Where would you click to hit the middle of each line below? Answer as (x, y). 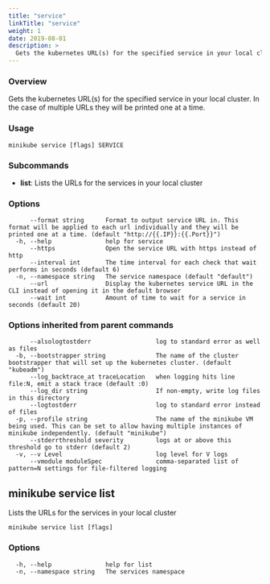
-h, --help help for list (84, 565)
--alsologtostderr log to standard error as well (145, 342)
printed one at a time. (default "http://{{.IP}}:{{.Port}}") (115, 234)
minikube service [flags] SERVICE (66, 145)
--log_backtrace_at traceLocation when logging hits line (132, 377)
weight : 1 (25, 31)
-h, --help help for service (89, 242)
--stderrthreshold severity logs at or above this (130, 441)
